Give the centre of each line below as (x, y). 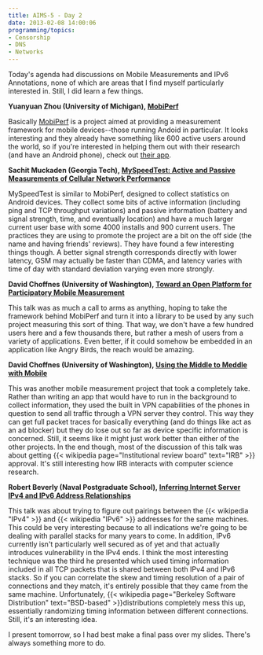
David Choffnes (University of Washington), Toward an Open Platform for (130, 284)
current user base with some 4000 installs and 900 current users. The (122, 227)
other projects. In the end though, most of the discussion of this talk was (125, 447)
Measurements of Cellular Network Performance (89, 178)
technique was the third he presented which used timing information (119, 561)
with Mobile (28, 373)
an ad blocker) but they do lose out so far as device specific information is (128, 430)
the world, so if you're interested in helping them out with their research (124, 147)
